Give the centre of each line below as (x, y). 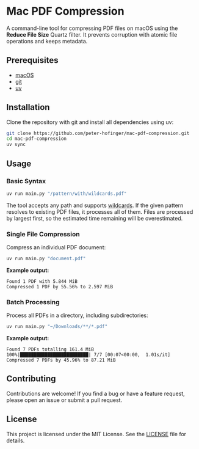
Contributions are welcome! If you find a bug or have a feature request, (96, 393)
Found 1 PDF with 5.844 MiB (42, 281)
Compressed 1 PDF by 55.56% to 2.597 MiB (60, 287)
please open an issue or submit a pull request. (64, 400)
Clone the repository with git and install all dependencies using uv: (90, 122)
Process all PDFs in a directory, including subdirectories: (77, 315)
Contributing (31, 379)
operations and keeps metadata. (47, 41)
